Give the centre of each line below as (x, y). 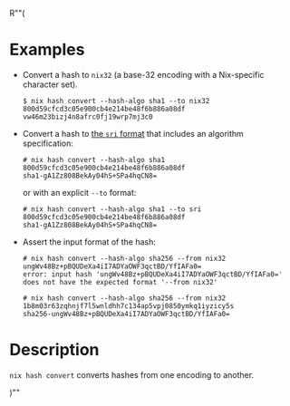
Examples (47, 50)
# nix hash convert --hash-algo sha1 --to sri (112, 209)
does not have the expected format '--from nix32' (120, 282)
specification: (48, 143)
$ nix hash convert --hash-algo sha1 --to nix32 (116, 101)
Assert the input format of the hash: (89, 242)
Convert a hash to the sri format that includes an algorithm (133, 133)
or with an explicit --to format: (79, 192)
